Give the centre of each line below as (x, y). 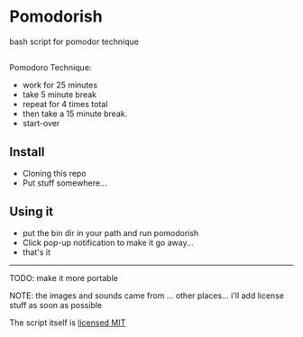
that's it (37, 252)
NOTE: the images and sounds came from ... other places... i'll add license (147, 296)
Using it (32, 211)
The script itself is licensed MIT (68, 323)
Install (27, 152)
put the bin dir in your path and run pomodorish (110, 232)
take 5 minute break (60, 95)
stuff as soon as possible (56, 305)
